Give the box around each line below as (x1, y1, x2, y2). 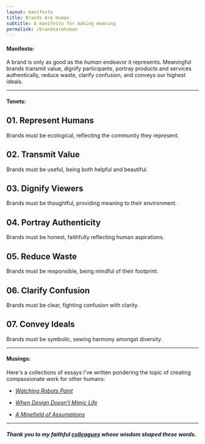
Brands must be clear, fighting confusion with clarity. (6, 301, 139, 309)
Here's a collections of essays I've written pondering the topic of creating (6, 368, 191, 376)
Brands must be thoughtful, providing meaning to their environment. (6, 199, 177, 207)
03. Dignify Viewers (6, 183, 84, 194)
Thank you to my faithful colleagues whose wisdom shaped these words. (6, 431, 196, 438)
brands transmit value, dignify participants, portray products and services (6, 65, 192, 72)
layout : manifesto (6, 9, 53, 15)
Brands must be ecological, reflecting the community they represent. (6, 131, 179, 139)
